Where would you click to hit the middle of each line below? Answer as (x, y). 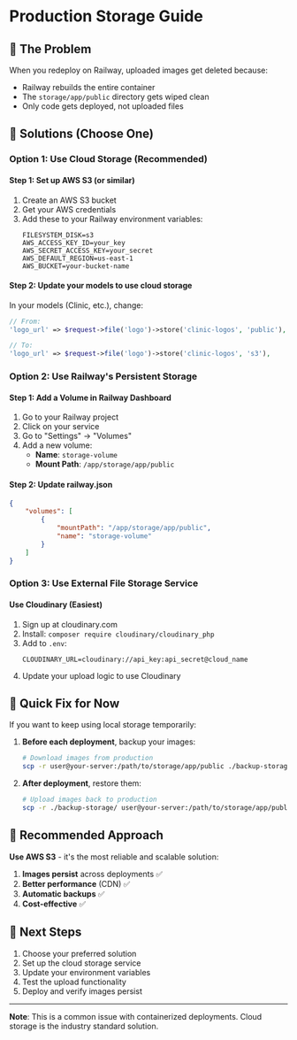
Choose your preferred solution (79, 953)
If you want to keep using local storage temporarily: (103, 725)
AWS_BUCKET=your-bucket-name (76, 266)
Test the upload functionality (74, 982)
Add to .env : (45, 643)
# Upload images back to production (89, 800)
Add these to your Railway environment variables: (112, 219)
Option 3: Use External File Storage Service (104, 583)
